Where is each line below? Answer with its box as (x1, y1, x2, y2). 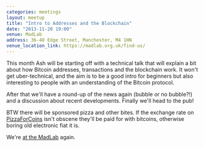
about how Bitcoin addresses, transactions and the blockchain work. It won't (6, 66, 199, 73)
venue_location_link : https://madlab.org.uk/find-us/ (6, 43, 146, 49)
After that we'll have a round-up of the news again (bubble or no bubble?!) (6, 91, 193, 98)
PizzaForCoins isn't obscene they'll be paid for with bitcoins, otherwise (6, 115, 185, 122)
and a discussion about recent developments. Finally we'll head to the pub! (6, 97, 194, 104)
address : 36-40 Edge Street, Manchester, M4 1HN (6, 37, 132, 43)
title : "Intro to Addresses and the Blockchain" (6, 20, 132, 26)
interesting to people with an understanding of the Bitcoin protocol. (6, 78, 175, 86)
